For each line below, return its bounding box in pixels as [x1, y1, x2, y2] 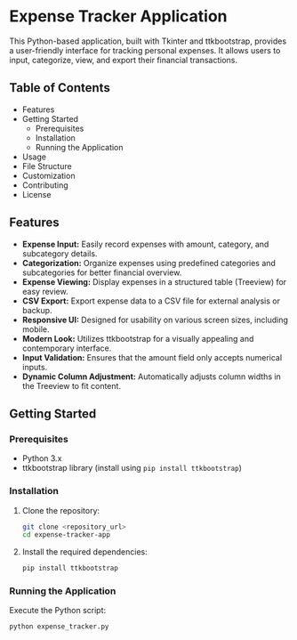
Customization [21, 170, 76, 181]
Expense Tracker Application [9, 6, 229, 27]
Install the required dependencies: [21, 547, 148, 557]
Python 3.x [21, 453, 62, 464]
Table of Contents [9, 80, 111, 95]
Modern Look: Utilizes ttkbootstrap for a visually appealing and [21, 333, 254, 344]
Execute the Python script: [9, 605, 107, 616]
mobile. [21, 323, 51, 335]
